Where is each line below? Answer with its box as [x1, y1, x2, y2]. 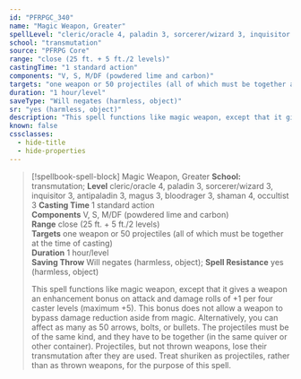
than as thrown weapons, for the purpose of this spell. [30, 359, 231, 370]
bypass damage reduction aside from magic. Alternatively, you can [30, 312, 279, 323]
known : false [9, 122, 58, 131]
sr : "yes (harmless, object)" [9, 105, 123, 114]
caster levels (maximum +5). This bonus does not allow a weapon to [30, 302, 284, 314]
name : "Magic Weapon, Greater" [9, 22, 126, 30]
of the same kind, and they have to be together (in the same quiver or [30, 331, 288, 341]
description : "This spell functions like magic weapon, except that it [9, 113, 282, 122]
